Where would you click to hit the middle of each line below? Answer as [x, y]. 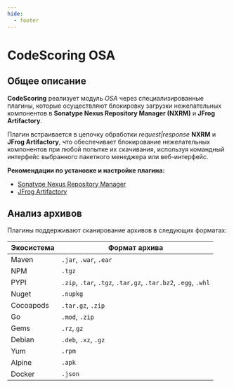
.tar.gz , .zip [83, 306]
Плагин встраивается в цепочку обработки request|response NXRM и [112, 134]
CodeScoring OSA [61, 55]
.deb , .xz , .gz [83, 340]
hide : [15, 14]
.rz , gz [72, 328]
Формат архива [136, 248]
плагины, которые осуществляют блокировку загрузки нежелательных [115, 106]
